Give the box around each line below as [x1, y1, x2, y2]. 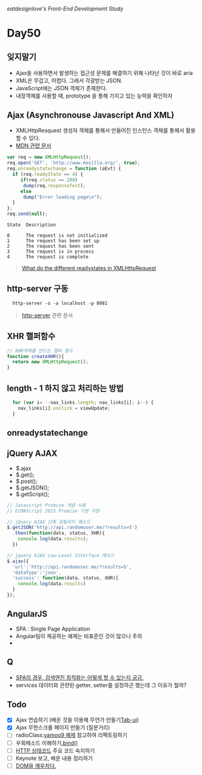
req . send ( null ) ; [7, 211, 48, 217]
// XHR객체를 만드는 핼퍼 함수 [7, 348, 73, 354]
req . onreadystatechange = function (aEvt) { [7, 166, 121, 172]
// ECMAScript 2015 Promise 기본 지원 [7, 508, 100, 514]
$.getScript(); [15, 490, 50, 497]
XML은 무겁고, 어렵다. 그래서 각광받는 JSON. [15, 77, 123, 84]
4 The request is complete [7, 254, 89, 260]
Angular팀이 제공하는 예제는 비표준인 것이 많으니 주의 [15, 632, 143, 639]
